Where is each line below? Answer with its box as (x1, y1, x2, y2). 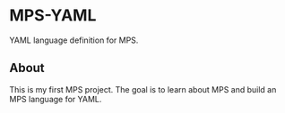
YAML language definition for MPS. (9, 35, 139, 45)
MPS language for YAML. (9, 93, 102, 104)
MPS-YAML (9, 5, 97, 26)
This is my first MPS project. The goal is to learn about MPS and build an (9, 84, 277, 94)
